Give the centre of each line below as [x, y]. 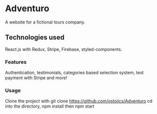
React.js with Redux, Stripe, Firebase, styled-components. [64, 49]
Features [16, 62]
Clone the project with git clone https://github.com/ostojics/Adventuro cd [79, 101]
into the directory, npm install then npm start [50, 106]
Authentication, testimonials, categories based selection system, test [74, 73]
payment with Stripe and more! [36, 78]
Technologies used [35, 37]
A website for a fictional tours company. [45, 22]
